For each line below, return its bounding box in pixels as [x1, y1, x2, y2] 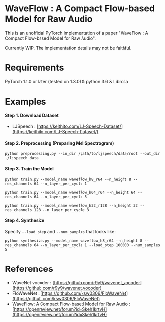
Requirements [5, 62, 64, 73]
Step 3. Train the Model [5, 166, 54, 172]
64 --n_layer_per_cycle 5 [34, 194, 87, 199]
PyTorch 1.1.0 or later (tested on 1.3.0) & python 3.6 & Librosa [5, 78, 128, 84]
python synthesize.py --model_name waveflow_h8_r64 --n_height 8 [5, 238, 142, 243]
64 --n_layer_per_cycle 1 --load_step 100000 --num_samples [34, 242, 161, 248]
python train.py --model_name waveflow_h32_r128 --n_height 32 [5, 203, 138, 208]
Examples [5, 96, 46, 107]
